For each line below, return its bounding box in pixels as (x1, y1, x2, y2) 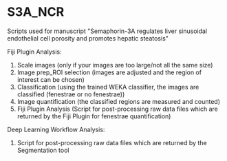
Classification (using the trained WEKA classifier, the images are (17, 83, 199, 91)
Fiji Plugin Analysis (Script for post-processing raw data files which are (17, 105, 219, 113)
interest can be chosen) (17, 75, 85, 83)
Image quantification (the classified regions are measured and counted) (17, 97, 221, 105)
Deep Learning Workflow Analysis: (7, 125, 105, 133)
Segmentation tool (17, 146, 69, 154)
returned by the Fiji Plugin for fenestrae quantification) (17, 111, 171, 120)
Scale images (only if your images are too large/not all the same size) (17, 61, 213, 69)
